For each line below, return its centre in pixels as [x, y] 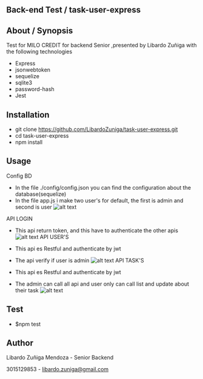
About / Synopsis [40, 31]
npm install [29, 143]
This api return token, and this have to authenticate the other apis [97, 230]
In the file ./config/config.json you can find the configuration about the [103, 187]
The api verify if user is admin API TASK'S [79, 260]
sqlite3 [23, 83]
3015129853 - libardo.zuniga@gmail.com [58, 369]
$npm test [28, 324]
